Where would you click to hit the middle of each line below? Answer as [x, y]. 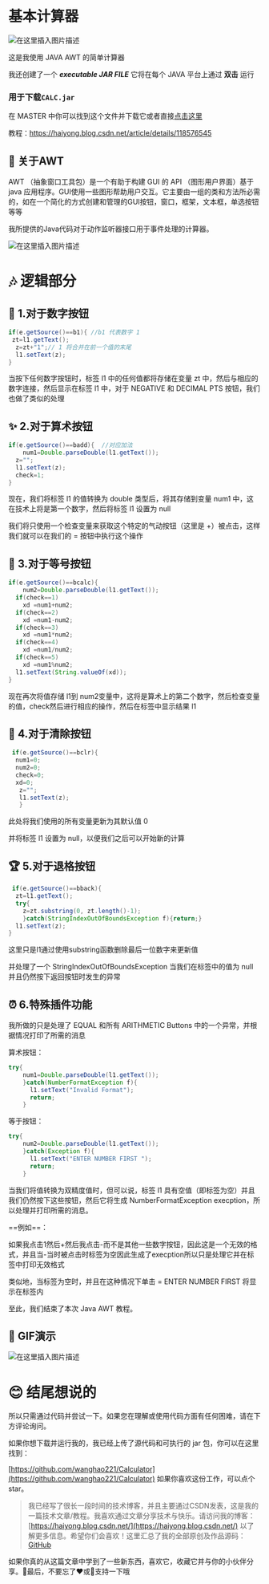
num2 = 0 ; [28, 768]
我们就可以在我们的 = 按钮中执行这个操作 [76, 536]
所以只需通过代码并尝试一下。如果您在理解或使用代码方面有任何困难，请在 [131, 1416]
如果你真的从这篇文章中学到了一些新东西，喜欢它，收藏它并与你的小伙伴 [127, 1562]
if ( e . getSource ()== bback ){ [57, 889]
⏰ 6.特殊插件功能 [50, 1004]
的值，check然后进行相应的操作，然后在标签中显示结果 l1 [102, 706]
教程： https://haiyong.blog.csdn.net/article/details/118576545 [110, 133]
